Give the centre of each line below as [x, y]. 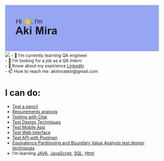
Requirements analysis [35, 112]
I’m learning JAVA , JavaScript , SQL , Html [53, 153]
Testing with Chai [30, 117]
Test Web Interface [31, 133]
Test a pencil [25, 107]
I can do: [23, 93]
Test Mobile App [29, 127]
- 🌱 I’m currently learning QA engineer [49, 55]
